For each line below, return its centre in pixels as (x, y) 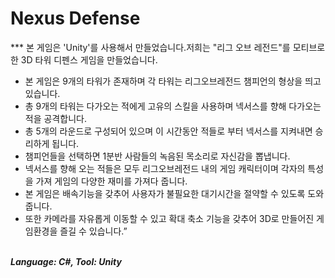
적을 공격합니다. (55, 118)
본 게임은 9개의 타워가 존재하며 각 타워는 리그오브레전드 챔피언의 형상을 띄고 (173, 81)
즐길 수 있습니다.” (93, 231)
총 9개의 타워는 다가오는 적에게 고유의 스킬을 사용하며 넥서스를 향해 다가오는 (173, 106)
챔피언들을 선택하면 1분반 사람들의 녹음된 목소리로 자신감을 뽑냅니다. (157, 156)
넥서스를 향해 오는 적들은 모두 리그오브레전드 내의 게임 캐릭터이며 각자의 (165, 168)
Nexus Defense (75, 18)
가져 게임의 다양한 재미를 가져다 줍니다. (111, 181)
